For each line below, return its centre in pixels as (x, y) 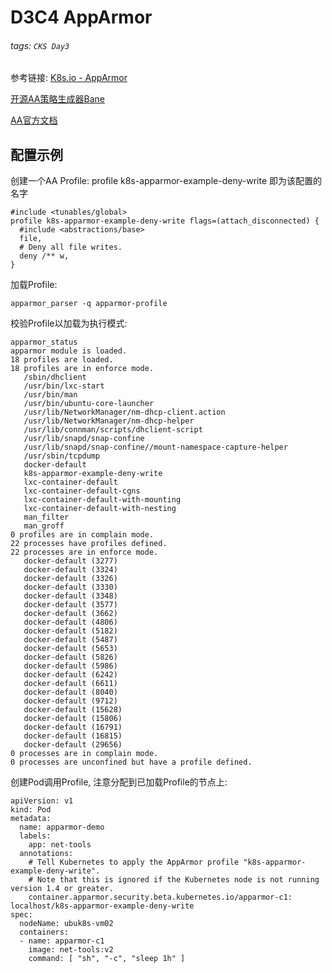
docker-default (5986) (70, 666)
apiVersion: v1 (42, 801)
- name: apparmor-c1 (62, 941)
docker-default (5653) (70, 649)
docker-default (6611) (70, 684)
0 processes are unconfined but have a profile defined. (131, 762)
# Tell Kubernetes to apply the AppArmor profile (134, 862)
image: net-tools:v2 (71, 950)
